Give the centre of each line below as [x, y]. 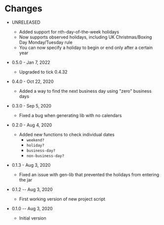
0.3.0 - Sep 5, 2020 [32, 106]
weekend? [35, 140]
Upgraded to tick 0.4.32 [43, 72]
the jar [26, 180]
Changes [23, 9]
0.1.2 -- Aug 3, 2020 [32, 189]
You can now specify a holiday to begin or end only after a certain [86, 47]
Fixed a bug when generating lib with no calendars [70, 115]
